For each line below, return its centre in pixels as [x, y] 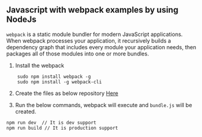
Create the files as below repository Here [67, 93]
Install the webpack [40, 65]
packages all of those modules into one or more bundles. [78, 54]
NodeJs [21, 20]
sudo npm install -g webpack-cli [60, 82]
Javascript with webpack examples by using [92, 10]
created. [26, 111]
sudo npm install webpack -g [54, 76]
